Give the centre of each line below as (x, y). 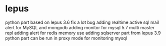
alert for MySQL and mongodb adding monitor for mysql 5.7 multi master (80, 27)
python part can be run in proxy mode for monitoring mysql (66, 38)
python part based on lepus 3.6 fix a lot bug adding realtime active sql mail (82, 22)
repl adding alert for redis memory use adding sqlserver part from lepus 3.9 (83, 33)
